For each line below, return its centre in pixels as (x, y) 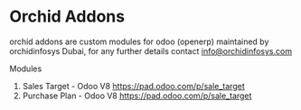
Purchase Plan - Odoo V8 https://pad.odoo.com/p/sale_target (137, 96)
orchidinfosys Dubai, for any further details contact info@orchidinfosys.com (150, 50)
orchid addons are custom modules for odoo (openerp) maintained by (139, 41)
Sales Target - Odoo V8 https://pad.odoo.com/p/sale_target (134, 86)
